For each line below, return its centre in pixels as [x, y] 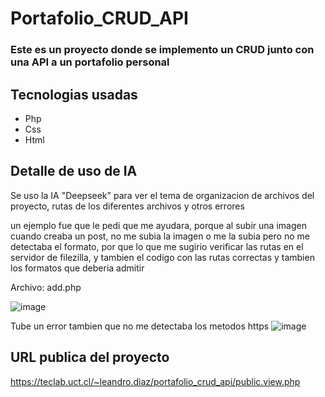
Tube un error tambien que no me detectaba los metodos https [140, 326]
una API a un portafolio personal [90, 62]
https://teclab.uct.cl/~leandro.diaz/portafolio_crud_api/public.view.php [155, 381]
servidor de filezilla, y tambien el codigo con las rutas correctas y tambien [162, 257]
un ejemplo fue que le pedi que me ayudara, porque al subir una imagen [158, 225]
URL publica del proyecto [90, 357]
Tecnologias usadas [74, 94]
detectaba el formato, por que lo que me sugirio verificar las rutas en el [157, 246]
